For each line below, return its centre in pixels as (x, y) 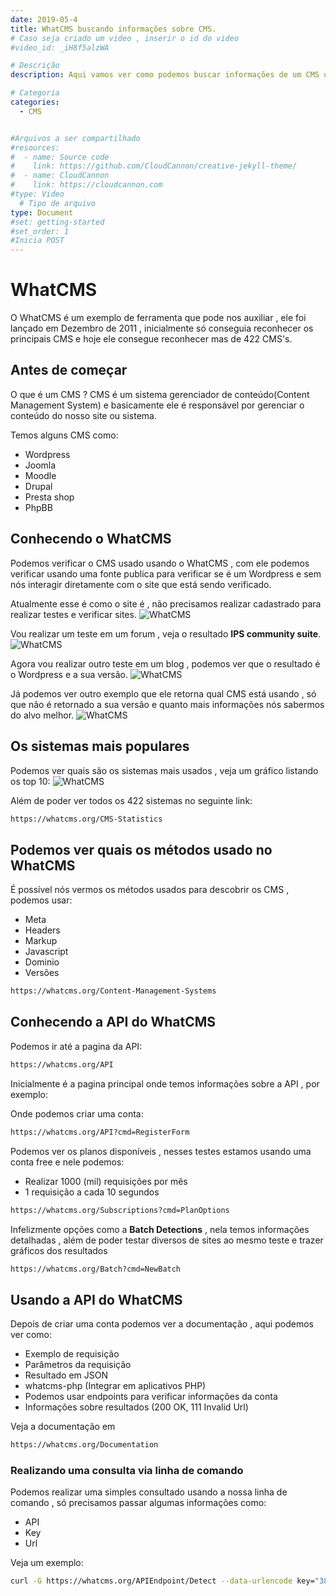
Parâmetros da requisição (78, 1365)
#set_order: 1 (40, 231)
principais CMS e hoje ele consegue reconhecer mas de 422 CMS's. (151, 339)
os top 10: (30, 781)
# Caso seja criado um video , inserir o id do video (125, 38)
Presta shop (49, 497)
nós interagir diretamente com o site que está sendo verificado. (141, 584)
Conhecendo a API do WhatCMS (113, 1022)
